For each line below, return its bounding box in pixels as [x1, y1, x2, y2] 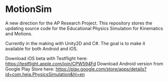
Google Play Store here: [5, 66, 54, 72]
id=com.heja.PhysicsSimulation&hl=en [5, 71, 85, 77]
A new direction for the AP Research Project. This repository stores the [5, 20, 152, 26]
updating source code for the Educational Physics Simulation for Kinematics [5, 25, 163, 31]
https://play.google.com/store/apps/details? [55, 66, 147, 72]
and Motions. [5, 30, 33, 36]
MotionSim [5, 3, 52, 15]
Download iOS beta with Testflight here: [5, 55, 88, 61]
